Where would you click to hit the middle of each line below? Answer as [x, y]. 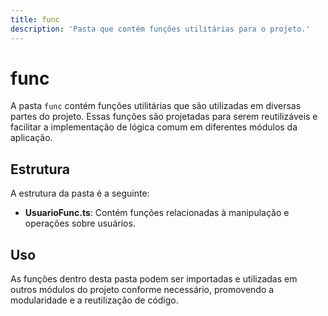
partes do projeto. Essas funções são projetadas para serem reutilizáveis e [164, 117]
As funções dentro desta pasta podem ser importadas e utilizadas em [154, 279]
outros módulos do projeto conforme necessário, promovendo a [142, 290]
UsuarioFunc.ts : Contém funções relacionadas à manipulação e [157, 213]
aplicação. [31, 138]
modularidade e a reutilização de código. [94, 300]
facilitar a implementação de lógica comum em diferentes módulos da [154, 127]
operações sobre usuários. [80, 223]
